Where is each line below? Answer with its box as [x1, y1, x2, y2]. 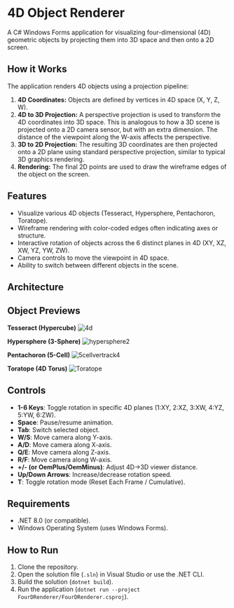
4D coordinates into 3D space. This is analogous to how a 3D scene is [17, 118, 220, 126]
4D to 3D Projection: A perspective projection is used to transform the [17, 110, 221, 118]
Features [7, 191, 47, 202]
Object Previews [7, 305, 81, 317]
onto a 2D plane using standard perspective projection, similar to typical [17, 147, 226, 156]
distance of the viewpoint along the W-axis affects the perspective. [17, 132, 212, 141]
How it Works [7, 63, 67, 75]
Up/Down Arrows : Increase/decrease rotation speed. [17, 470, 172, 478]
